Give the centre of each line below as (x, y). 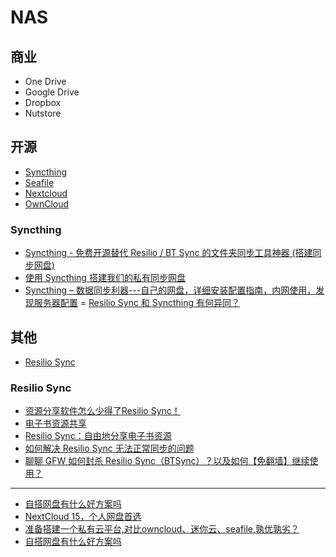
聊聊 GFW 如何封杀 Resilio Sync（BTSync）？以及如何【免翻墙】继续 (167, 461)
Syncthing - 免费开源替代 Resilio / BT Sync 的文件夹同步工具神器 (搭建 (168, 253)
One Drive (45, 81)
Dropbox (43, 102)
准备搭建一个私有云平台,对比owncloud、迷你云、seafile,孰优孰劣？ (162, 529)
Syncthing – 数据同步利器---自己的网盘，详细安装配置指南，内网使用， (170, 290)
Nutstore (43, 113)
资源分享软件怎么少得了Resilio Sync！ (102, 411)
